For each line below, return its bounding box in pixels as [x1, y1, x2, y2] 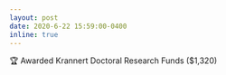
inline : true [9, 30, 59, 39]
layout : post [9, 13, 59, 23]
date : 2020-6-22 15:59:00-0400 [9, 22, 127, 31]
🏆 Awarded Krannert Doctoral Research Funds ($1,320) [9, 55, 218, 66]
